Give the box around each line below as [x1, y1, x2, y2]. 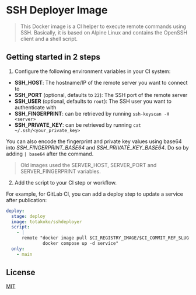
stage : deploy [11, 213, 45, 219]
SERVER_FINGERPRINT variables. [20, 168, 101, 175]
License [6, 268, 36, 277]
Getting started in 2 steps [6, 52, 101, 62]
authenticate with [14, 103, 57, 111]
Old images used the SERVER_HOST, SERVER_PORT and [20, 161, 157, 168]
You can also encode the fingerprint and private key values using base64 [6, 138, 182, 145]
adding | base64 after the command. [6, 150, 94, 157]
